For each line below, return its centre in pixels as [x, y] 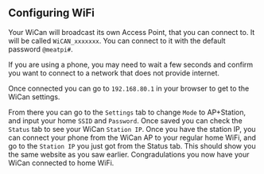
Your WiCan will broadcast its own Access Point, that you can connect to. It [132, 32]
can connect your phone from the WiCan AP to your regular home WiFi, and [132, 137]
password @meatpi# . [41, 49]
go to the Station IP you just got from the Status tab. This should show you [132, 145]
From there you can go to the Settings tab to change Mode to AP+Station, [127, 112]
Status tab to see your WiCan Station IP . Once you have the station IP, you [132, 129]
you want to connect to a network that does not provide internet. [114, 73]
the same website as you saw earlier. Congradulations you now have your [129, 154]
